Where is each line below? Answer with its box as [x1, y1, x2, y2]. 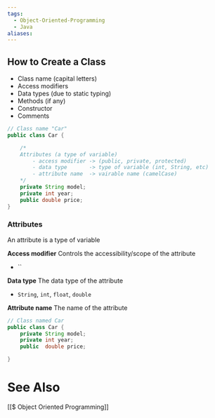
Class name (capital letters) [17, 74, 97, 83]
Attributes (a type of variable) [20, 151, 118, 158]
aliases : [7, 29, 33, 37]
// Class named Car [7, 317, 65, 324]
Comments [17, 112, 50, 120]
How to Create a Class [7, 55, 106, 67]
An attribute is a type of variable [7, 236, 100, 244]
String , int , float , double [17, 290, 91, 298]
